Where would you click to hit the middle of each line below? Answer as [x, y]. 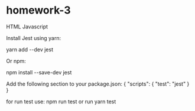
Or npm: [16, 61]
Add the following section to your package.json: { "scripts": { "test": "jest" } [98, 84]
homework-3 [38, 10]
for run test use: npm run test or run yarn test [61, 102]
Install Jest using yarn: [34, 38]
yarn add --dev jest [30, 49]
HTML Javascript [27, 27]
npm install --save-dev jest [39, 72]
